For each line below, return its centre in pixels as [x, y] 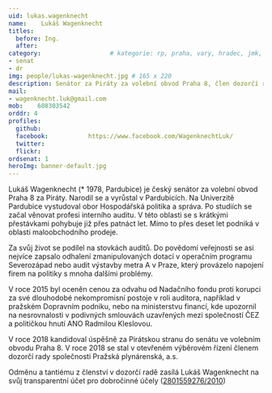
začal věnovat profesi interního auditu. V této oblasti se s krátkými [118, 215]
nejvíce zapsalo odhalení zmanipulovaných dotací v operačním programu [130, 256]
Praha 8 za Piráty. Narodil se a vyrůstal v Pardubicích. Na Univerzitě [121, 198]
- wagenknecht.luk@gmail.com [57, 99]
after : [27, 46]
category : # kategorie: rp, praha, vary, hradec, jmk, [136, 53]
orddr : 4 [23, 114]
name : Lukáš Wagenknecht [56, 23]
